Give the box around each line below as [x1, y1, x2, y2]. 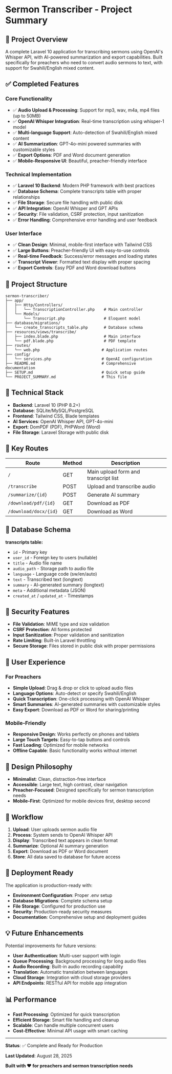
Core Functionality [5, 95, 53, 102]
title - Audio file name [12, 560, 62, 566]
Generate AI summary [87, 491, 140, 498]
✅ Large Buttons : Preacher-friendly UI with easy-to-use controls [12, 248, 150, 254]
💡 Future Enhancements [5, 929, 83, 938]
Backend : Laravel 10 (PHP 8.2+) [12, 402, 80, 408]
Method [62, 459, 82, 466]
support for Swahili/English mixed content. [5, 65, 95, 71]
